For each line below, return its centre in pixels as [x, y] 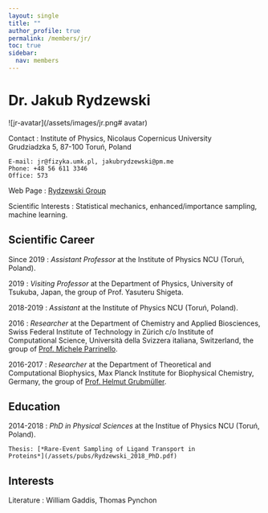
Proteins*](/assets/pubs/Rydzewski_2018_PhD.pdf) [93, 456]
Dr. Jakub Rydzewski [79, 101]
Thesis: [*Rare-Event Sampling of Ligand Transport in [102, 449]
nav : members [37, 61]
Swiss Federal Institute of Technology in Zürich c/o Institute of [111, 331]
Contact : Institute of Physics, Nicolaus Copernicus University [110, 138]
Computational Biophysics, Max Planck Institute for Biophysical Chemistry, [131, 373]
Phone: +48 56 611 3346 [48, 168]
